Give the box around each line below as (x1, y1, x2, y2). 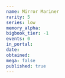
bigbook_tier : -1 (6, 30, 49, 36)
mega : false (6, 57, 35, 63)
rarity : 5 (6, 14, 31, 20)
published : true (6, 63, 46, 69)
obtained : (6, 52, 31, 58)
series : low (6, 19, 35, 25)
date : (6, 47, 19, 53)
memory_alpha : (6, 25, 41, 31)
